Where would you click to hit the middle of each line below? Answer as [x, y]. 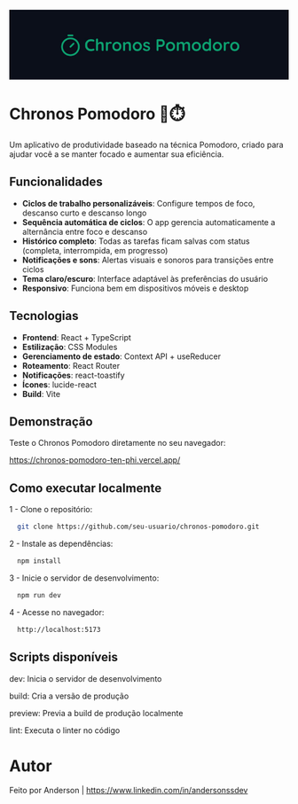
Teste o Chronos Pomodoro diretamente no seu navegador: [118, 443]
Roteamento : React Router [71, 365]
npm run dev [39, 595]
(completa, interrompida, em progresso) [95, 250]
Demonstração [51, 422]
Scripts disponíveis [63, 657]
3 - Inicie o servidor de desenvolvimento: [84, 578]
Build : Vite [41, 394]
